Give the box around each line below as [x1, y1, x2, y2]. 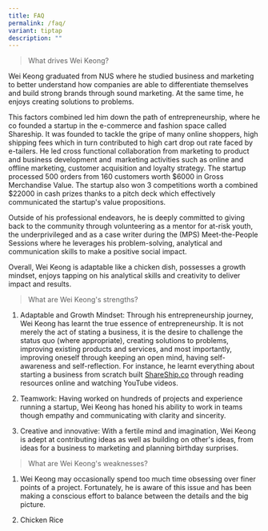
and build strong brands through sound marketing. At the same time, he [8, 89, 244, 98]
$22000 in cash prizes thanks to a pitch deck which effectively [8, 189, 216, 198]
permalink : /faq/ [8, 19, 66, 27]
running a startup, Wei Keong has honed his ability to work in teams [19, 402, 243, 412]
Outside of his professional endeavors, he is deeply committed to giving [8, 213, 246, 222]
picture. [19, 500, 46, 509]
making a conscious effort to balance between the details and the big [19, 491, 249, 501]
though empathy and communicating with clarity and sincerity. [19, 411, 226, 421]
